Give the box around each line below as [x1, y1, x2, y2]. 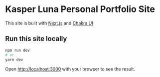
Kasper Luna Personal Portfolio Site [5, 3, 156, 15]
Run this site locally [5, 34, 67, 43]
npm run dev [5, 47, 30, 53]
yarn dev [5, 57, 23, 62]
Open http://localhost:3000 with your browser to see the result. [5, 66, 136, 72]
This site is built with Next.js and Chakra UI [5, 20, 93, 26]
